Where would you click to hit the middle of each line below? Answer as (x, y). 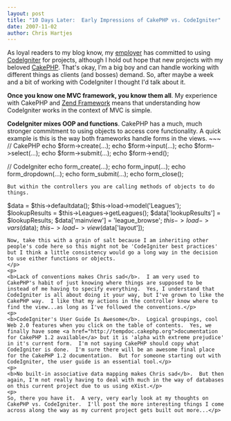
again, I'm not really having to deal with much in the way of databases (116, 380)
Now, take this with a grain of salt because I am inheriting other (108, 241)
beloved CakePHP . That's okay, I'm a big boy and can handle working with (113, 67)
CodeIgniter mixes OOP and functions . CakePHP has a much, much (105, 124)
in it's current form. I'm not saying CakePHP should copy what (103, 344)
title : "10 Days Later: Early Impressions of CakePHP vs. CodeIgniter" (114, 20)
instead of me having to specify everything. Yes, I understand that (111, 289)
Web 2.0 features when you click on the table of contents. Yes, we (110, 326)
